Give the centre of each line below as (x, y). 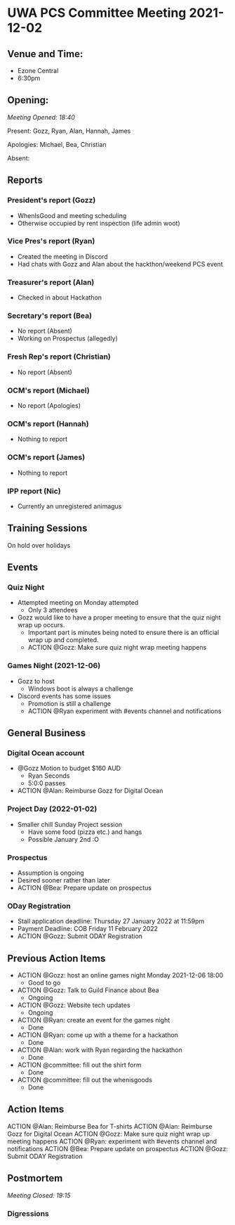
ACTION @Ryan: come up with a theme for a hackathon (98, 1035)
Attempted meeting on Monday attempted (78, 603)
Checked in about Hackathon (60, 297)
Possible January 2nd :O (63, 839)
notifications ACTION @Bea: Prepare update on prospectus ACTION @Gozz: (118, 1148)
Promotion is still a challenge (69, 703)
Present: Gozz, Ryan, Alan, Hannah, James (69, 131)
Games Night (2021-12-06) (54, 666)
